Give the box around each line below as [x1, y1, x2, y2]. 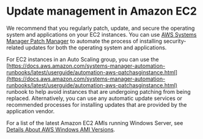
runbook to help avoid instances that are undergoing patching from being [6, 88, 191, 95]
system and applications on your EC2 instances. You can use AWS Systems [6, 30, 197, 38]
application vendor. [6, 107, 55, 115]
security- [163, 37, 186, 45]
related [6, 44, 24, 51]
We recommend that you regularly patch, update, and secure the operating [6, 24, 195, 32]
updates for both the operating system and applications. [25, 44, 167, 51]
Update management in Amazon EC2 [6, 4, 197, 18]
